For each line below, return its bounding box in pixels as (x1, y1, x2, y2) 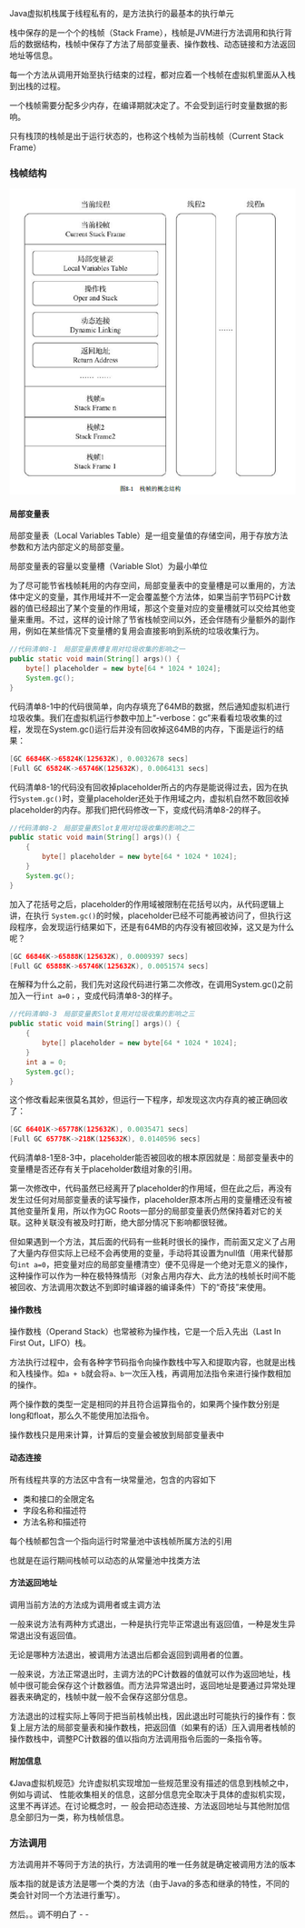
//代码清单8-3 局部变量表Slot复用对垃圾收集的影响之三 (9, 1010, 195, 1019)
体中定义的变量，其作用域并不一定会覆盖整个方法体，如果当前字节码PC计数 (9, 592, 291, 603)
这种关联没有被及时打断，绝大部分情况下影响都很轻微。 (25, 1217, 232, 1228)
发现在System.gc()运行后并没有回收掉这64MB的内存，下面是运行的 (25, 724, 277, 734)
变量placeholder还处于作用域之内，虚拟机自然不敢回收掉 (77, 793, 290, 804)
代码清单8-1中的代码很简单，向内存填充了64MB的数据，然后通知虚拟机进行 (9, 701, 290, 712)
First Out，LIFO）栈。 (9, 1337, 92, 1348)
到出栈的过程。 (9, 81, 65, 91)
